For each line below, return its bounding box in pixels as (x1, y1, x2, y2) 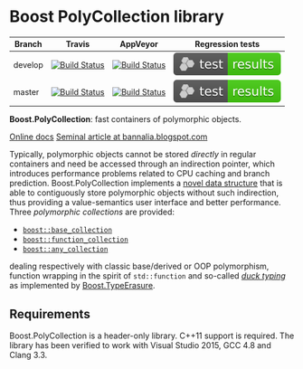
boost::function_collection (22, 235, 128, 245)
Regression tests (194, 39, 260, 50)
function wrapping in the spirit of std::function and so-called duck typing (9, 270, 287, 281)
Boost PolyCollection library (9, 6, 224, 27)
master (13, 86, 40, 97)
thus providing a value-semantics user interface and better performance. (9, 197, 282, 208)
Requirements (9, 306, 90, 322)
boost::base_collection (22, 226, 113, 235)
